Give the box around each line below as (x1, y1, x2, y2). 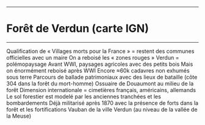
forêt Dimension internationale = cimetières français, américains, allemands (6, 86, 196, 93)
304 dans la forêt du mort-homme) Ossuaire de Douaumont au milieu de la (6, 80, 194, 87)
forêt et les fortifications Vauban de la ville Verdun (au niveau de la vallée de (6, 105, 198, 113)
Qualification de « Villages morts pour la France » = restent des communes (6, 47, 195, 55)
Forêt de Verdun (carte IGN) (6, 22, 149, 35)
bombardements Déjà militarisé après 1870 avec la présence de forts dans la (6, 99, 199, 107)
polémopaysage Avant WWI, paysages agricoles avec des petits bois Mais (6, 60, 193, 68)
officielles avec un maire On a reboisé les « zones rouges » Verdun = (6, 54, 179, 61)
